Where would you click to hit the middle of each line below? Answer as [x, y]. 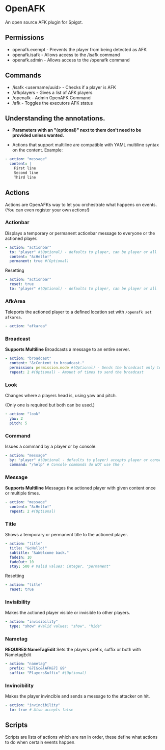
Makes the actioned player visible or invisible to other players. [68, 613]
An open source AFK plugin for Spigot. [44, 22]
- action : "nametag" [26, 664]
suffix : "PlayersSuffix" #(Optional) [48, 673]
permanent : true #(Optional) [39, 261]
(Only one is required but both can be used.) [50, 405]
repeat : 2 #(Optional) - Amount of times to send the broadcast [77, 372]
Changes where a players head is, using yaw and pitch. [61, 396]
